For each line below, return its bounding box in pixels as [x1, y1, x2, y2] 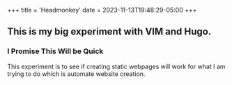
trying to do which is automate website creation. [7, 69, 146, 78]
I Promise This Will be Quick [7, 46, 104, 56]
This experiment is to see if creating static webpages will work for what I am [7, 62, 226, 70]
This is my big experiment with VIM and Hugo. [7, 26, 212, 37]
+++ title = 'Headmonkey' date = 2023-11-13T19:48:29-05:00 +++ [7, 6, 197, 14]
